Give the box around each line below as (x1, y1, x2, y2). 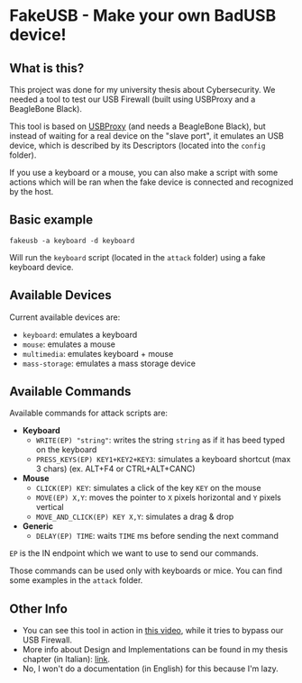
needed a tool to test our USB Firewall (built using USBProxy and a (9, 94, 256, 105)
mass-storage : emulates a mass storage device (22, 358, 197, 369)
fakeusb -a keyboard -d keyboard (9, 236, 135, 245)
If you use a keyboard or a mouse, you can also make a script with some (9, 168, 279, 178)
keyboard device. (9, 261, 74, 272)
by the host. (9, 187, 54, 196)
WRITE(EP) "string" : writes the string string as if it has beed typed (35, 434, 286, 446)
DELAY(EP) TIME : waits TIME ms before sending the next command (35, 531, 279, 542)
